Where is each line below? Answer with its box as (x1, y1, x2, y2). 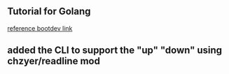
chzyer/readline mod (7, 55, 100, 67)
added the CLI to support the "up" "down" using (7, 45, 223, 57)
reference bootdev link (7, 24, 73, 32)
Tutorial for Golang (7, 6, 91, 17)
